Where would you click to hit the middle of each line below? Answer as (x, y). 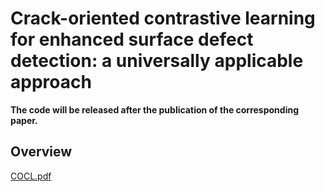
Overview (41, 152)
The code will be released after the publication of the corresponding (155, 109)
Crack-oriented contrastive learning (163, 18)
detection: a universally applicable (157, 61)
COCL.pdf (31, 176)
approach (51, 82)
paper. (24, 120)
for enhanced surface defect (132, 39)
